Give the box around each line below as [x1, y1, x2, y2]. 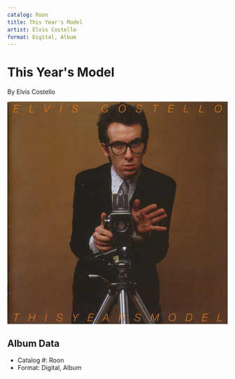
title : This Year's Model [7, 18, 83, 26]
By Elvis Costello [7, 88, 56, 96]
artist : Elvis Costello [7, 26, 77, 33]
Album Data [7, 337, 60, 350]
